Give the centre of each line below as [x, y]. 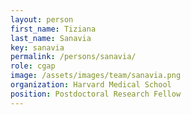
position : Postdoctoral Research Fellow [96, 94]
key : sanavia [37, 47]
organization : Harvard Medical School [91, 85]
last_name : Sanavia [51, 38]
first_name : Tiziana [53, 29]
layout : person [42, 19]
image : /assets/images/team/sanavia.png [96, 76]
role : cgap [33, 66]
